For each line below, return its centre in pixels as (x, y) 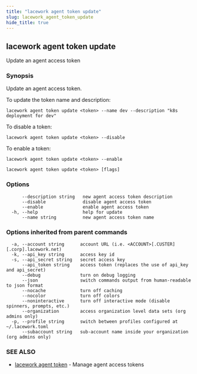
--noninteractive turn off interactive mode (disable (96, 301)
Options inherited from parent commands (67, 232)
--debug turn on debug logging (78, 275)
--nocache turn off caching (72, 291)
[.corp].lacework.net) (34, 250)
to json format (25, 286)
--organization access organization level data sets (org (104, 312)
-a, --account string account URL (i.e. (68, 244)
